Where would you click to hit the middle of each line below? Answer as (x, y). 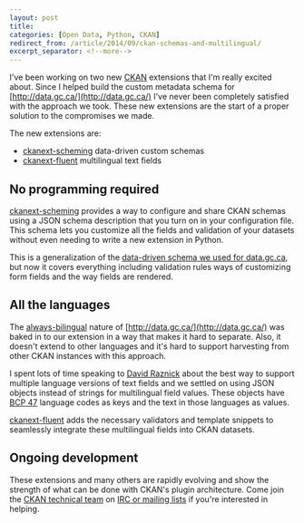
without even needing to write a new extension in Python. (117, 239)
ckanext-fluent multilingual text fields (92, 160)
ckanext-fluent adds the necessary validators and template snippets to (142, 420)
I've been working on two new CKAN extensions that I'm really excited (141, 77)
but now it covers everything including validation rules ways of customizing (150, 266)
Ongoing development (74, 458)
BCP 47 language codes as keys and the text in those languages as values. (150, 402)
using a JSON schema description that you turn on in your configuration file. (152, 220)
